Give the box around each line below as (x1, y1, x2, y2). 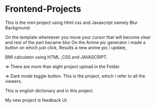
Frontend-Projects (5, 3, 82, 15)
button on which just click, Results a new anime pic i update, (5, 44, 127, 50)
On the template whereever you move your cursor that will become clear (5, 34, 151, 40)
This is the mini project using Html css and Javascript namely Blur (5, 20, 138, 25)
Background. (5, 24, 31, 30)
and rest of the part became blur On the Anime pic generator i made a (5, 39, 146, 45)
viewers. (5, 78, 22, 84)
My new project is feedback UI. (5, 97, 68, 103)
